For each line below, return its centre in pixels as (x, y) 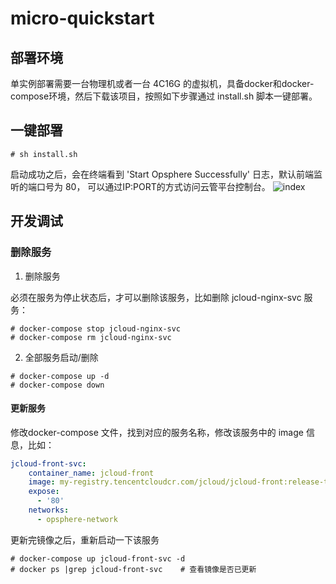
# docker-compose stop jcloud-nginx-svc (96, 328)
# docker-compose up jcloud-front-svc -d (98, 558)
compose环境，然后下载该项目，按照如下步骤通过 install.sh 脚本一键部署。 (164, 96)
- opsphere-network (77, 519)
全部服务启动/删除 (61, 357)
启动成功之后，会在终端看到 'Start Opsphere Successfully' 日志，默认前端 (162, 174)
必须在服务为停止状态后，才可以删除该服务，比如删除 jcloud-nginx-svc (156, 297)
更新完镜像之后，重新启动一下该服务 (85, 539)
